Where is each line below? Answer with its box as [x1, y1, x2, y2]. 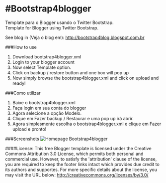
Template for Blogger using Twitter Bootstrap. [5, 24, 98, 30]
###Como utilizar [5, 90, 41, 96]
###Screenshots [5, 136, 40, 142]
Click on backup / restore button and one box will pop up [12, 69, 129, 75]
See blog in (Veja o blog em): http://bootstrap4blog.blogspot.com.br [5, 34, 145, 40]
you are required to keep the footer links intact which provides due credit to [5, 161, 160, 167]
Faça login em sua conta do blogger [12, 105, 86, 111]
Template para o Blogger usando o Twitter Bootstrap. [5, 19, 114, 25]
